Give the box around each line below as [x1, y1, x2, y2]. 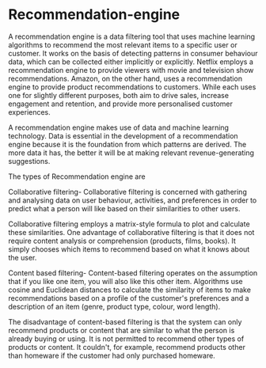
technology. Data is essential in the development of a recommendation [8, 131, 239, 140]
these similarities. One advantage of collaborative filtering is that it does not [8, 227, 255, 237]
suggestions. [8, 156, 51, 165]
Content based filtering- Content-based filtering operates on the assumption [8, 267, 258, 278]
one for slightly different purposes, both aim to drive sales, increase [8, 90, 230, 100]
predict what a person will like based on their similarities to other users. [8, 203, 241, 213]
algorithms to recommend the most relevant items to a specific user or [8, 40, 237, 49]
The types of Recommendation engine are [8, 172, 146, 181]
